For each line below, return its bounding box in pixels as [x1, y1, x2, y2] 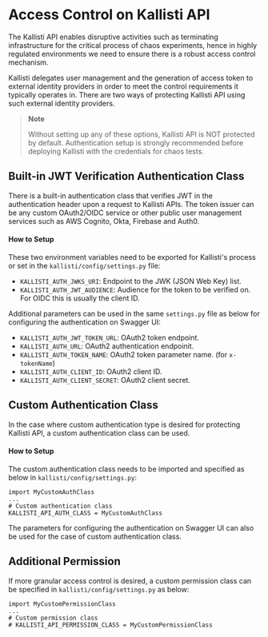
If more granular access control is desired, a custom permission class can [8, 575, 252, 585]
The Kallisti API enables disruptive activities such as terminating [8, 32, 218, 42]
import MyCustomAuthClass [8, 488, 94, 496]
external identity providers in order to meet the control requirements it [8, 82, 238, 91]
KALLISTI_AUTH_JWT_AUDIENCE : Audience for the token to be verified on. [19, 285, 251, 294]
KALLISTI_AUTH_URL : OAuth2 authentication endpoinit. [19, 341, 194, 351]
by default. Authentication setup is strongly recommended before [27, 137, 244, 147]
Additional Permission [8, 555, 122, 568]
